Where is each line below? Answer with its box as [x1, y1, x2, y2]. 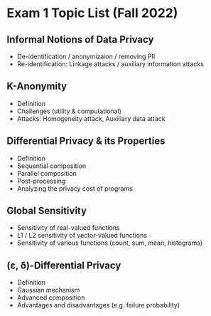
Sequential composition [16, 162, 87, 170]
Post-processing [16, 177, 66, 185]
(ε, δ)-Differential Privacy [6, 259, 121, 271]
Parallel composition [16, 169, 77, 177]
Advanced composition [16, 293, 85, 302]
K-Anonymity [6, 80, 67, 93]
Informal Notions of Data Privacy [6, 33, 154, 46]
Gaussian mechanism [16, 286, 80, 295]
